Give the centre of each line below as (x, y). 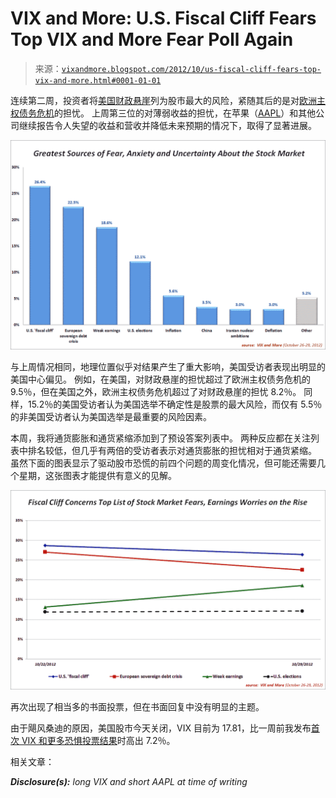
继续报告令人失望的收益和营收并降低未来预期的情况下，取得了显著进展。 (167, 125)
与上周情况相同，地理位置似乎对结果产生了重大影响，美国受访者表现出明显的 (168, 366)
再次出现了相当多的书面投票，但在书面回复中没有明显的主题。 (137, 706)
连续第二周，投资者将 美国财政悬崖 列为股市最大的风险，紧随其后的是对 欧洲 (163, 100)
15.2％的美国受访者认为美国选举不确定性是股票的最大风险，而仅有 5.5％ (175, 404)
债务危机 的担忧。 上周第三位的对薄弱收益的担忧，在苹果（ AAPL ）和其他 (167, 113)
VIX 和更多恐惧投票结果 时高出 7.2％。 (98, 740)
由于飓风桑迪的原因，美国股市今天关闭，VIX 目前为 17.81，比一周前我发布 (161, 728)
